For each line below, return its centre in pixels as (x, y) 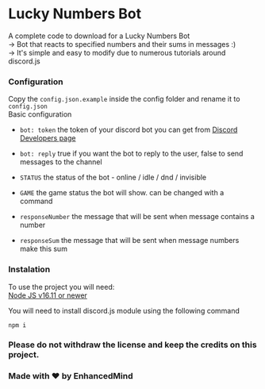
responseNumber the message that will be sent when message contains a (137, 217)
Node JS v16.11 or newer (48, 295)
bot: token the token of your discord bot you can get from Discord (129, 130)
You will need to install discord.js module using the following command (124, 310)
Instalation (29, 269)
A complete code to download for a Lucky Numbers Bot (99, 36)
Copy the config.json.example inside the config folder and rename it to (124, 99)
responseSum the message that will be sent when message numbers (129, 241)
